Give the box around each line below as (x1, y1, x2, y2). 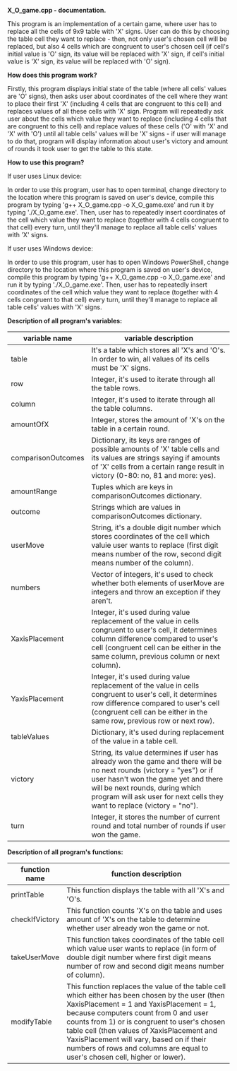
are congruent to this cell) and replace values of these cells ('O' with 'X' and (7, 122, 229, 130)
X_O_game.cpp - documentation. (7, 6, 107, 14)
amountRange (11, 486, 58, 496)
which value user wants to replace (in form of (66, 944, 217, 953)
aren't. (91, 596, 113, 606)
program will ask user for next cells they (91, 792, 224, 801)
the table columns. (91, 404, 153, 413)
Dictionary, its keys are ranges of (91, 436, 201, 445)
